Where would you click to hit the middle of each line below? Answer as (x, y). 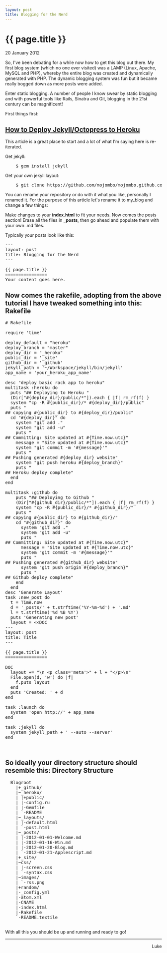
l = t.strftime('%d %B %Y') (44, 613)
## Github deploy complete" (39, 578)
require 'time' (24, 333)
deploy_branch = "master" (37, 348)
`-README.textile (37, 917)
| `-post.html (33, 827)
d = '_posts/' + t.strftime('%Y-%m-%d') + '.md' (71, 608)
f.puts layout (33, 683)
